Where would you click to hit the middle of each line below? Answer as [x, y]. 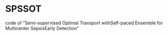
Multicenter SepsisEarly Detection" [42, 28]
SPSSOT [24, 9]
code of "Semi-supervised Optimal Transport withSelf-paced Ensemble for [84, 23]
